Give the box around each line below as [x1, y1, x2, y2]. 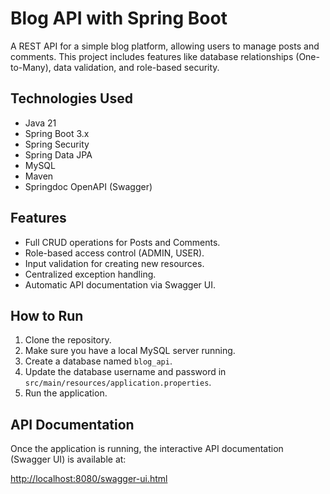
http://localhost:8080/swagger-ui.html [10, 473, 168, 485]
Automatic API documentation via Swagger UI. [24, 278, 217, 291]
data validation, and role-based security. [53, 61, 220, 73]
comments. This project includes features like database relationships [10, 50, 294, 62]
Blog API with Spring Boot [10, 7, 228, 30]
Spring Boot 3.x [24, 127, 90, 139]
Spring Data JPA [24, 148, 93, 161]
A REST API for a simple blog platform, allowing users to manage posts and [10, 40, 320, 52]
